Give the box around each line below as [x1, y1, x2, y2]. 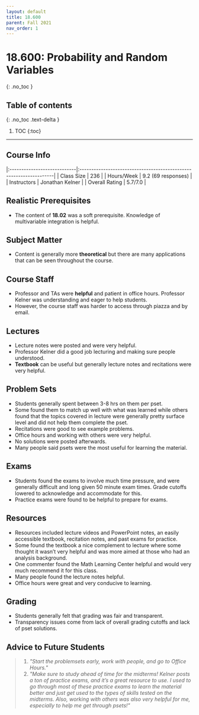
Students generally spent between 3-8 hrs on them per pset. [14, 400, 163, 407]
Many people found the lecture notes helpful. [14, 573, 125, 580]
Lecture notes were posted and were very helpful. [14, 342, 137, 349]
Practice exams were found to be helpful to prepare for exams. [14, 496, 168, 503]
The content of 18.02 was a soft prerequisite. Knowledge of [14, 211, 161, 218]
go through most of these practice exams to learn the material [29, 683, 182, 690]
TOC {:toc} [14, 128, 41, 134]
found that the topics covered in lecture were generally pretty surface [14, 412, 185, 420]
